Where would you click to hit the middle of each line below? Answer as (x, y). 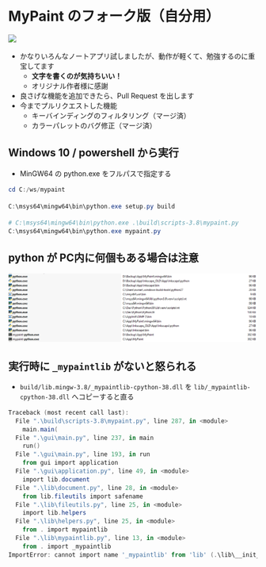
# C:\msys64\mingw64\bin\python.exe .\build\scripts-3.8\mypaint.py (123, 223)
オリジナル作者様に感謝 (70, 86)
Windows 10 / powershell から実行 (94, 153)
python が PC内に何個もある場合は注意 (104, 258)
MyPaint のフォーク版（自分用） (114, 16)
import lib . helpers (55, 513)
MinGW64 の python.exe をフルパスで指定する (95, 173)
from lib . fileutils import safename (83, 496)
